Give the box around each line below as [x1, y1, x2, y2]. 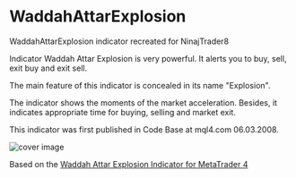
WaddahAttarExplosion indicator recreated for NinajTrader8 [9, 36, 230, 47]
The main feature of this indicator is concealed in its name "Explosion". [9, 80, 271, 90]
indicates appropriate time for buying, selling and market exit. [9, 106, 236, 117]
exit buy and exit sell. [9, 63, 88, 73]
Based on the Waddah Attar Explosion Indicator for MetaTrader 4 [9, 158, 248, 169]
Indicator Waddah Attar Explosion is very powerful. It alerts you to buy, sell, [9, 53, 287, 64]
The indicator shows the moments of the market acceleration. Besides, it [9, 97, 278, 108]
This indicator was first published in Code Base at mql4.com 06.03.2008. [9, 123, 280, 135]
